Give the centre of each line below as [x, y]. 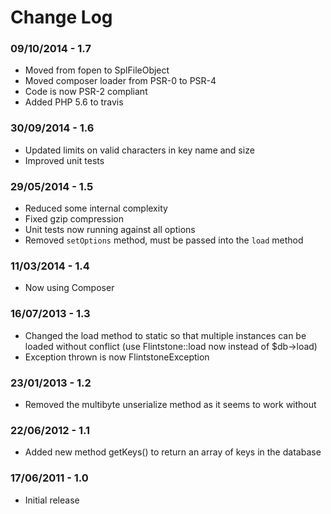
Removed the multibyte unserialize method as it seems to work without [170, 404]
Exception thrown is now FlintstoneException [117, 357]
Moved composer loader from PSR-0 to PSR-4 [120, 81]
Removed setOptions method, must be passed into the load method [164, 240]
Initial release [52, 500]
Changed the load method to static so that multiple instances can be [165, 335]
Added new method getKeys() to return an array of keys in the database [173, 452]
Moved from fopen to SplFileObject [97, 70]
